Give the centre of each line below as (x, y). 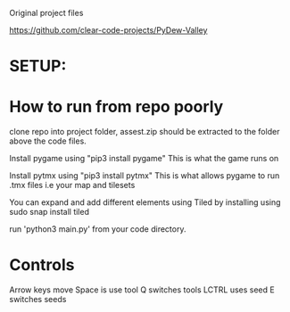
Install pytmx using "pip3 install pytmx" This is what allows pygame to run (145, 176)
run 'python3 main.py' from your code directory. (98, 229)
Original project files (46, 13)
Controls (42, 265)
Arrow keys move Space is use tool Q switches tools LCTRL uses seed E (142, 290)
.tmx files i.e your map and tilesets (72, 185)
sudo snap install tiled (49, 212)
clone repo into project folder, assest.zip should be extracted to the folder (145, 132)
